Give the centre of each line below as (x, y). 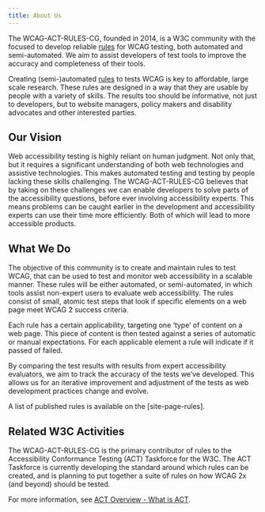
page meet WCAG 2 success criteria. (68, 310)
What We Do (40, 248)
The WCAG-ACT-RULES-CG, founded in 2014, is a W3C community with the (132, 38)
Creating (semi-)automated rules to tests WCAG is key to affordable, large (129, 78)
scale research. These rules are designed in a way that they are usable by (129, 87)
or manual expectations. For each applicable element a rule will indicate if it (131, 342)
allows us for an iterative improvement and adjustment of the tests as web (129, 383)
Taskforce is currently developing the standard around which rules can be (129, 468)
